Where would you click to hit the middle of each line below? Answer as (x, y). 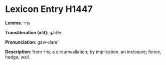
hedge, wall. (18, 57)
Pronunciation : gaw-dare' (32, 42)
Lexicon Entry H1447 (49, 9)
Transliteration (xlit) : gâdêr (33, 32)
